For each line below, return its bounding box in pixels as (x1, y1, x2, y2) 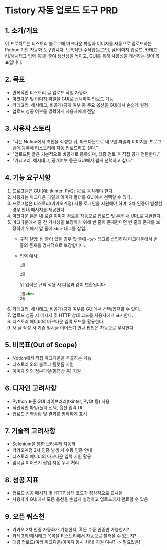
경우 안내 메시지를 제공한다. (12, 207, 66, 213)
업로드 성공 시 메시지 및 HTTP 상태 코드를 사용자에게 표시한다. (12, 312, 133, 318)
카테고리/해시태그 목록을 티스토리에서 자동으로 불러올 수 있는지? (12, 533, 137, 539)
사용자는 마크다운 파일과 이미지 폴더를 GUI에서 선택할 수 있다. (12, 194, 132, 200)
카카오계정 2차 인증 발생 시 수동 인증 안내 (12, 447, 92, 453)
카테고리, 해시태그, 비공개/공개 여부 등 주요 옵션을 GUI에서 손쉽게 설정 (12, 102, 148, 108)
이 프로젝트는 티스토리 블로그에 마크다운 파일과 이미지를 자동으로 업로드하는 (5, 41, 152, 46)
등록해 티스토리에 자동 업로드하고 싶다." (21, 145, 98, 151)
